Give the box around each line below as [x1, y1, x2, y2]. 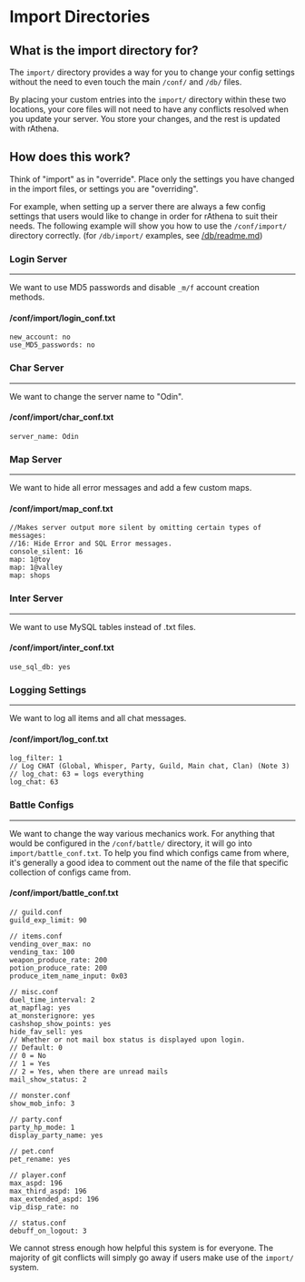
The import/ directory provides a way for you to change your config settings [9, 66, 295, 77]
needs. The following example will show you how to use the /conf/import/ [9, 220, 288, 231]
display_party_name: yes [9, 1131, 103, 1140]
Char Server [9, 361, 64, 374]
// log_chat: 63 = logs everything [9, 769, 144, 779]
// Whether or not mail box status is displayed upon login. [9, 1035, 246, 1044]
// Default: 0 [9, 1043, 64, 1053]
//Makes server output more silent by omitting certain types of [9, 524, 261, 533]
